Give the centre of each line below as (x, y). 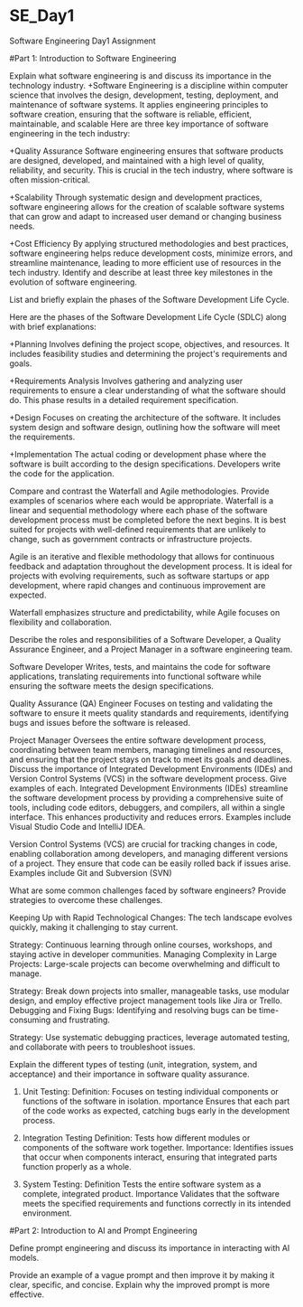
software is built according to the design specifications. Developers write (145, 464)
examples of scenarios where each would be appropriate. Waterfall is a (142, 500)
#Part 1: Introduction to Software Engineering (93, 58)
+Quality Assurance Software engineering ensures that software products (147, 151)
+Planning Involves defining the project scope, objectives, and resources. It (150, 343)
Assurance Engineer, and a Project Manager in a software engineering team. (151, 649)
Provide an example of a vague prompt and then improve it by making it (142, 1274)
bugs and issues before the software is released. (100, 722)
